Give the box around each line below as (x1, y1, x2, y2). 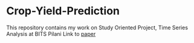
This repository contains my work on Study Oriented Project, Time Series (6, 24, 189, 31)
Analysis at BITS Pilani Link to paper (6, 30, 96, 37)
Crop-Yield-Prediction (6, 4, 120, 18)
